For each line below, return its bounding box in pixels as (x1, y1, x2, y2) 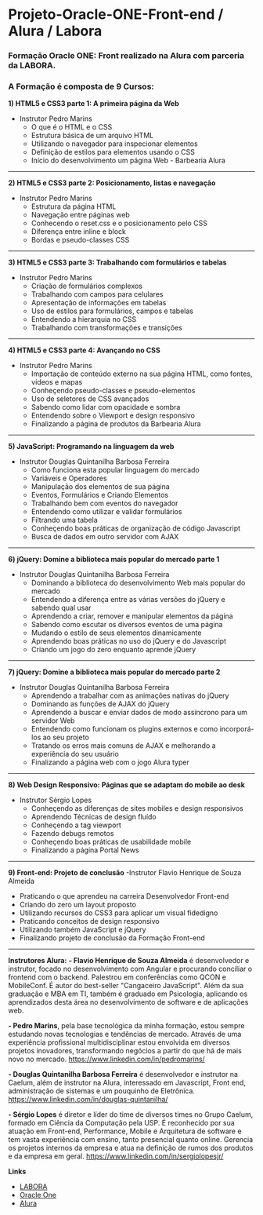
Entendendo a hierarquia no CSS (31, 315, 137, 324)
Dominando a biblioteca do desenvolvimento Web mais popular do (31, 578, 246, 588)
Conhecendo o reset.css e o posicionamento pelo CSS (31, 218, 207, 228)
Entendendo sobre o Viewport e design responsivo (31, 410, 196, 421)
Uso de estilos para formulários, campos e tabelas (31, 306, 194, 316)
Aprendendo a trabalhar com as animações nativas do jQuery (31, 691, 229, 700)
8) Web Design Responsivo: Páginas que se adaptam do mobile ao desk (8, 780, 245, 790)
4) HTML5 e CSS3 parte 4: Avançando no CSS (8, 345, 160, 355)
